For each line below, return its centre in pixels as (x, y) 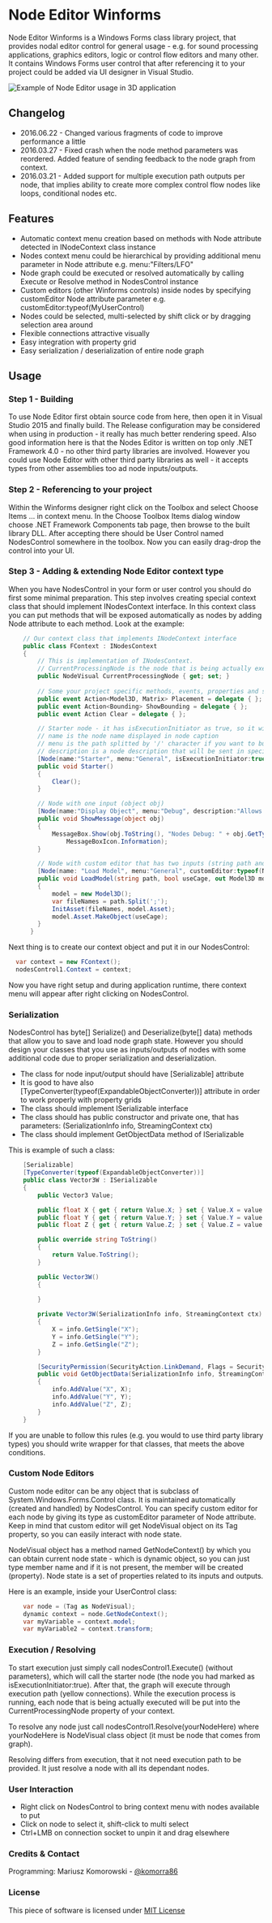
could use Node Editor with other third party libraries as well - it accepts (128, 460)
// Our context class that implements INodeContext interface (130, 638)
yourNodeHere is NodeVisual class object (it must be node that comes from (134, 1735)
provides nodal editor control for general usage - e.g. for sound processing (134, 45)
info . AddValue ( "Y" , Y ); (91, 1397)
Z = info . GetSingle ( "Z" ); (95, 1344)
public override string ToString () (98, 1240)
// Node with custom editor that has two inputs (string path (144, 864)
